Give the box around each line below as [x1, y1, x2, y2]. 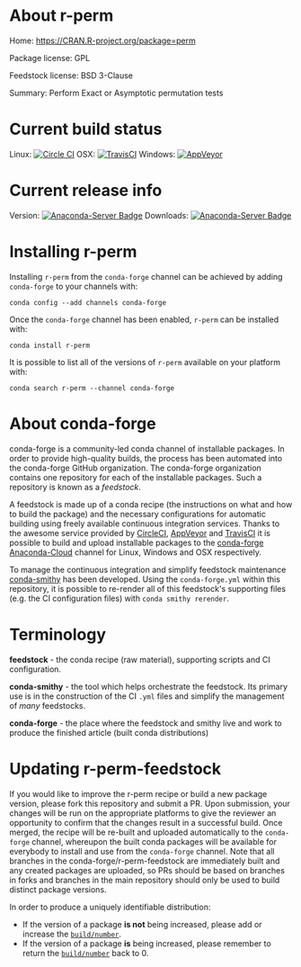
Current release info [9, 181, 163, 201]
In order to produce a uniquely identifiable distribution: [9, 901, 211, 912]
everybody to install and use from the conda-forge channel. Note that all [9, 846, 275, 856]
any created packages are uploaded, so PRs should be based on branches [9, 864, 286, 875]
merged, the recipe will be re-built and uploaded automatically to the [9, 827, 263, 837]
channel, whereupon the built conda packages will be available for [31, 836, 277, 846]
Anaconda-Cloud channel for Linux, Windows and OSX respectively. [9, 546, 262, 558]
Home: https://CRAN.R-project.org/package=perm [9, 35, 196, 46]
